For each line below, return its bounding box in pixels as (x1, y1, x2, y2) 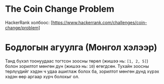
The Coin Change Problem (5, 3, 114, 15)
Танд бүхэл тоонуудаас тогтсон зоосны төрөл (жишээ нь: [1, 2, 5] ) (5, 58, 149, 64)
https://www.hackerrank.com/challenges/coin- (52, 20, 147, 25)
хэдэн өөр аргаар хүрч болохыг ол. (5, 73, 80, 79)
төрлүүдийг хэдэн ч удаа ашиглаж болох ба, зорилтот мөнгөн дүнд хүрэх (5, 68, 160, 74)
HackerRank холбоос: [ (5, 20, 53, 25)
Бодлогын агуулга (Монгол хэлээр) (5, 42, 157, 53)
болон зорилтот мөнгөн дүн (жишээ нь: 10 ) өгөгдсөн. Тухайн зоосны (5, 63, 149, 69)
